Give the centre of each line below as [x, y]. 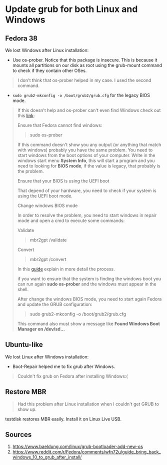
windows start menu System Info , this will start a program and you [86, 160]
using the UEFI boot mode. [45, 196]
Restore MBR [26, 392]
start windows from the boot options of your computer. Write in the [86, 155]
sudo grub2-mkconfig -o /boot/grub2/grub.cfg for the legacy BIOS [81, 95]
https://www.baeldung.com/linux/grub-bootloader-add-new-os [78, 446]
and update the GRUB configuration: [55, 304]
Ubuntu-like [24, 345]
